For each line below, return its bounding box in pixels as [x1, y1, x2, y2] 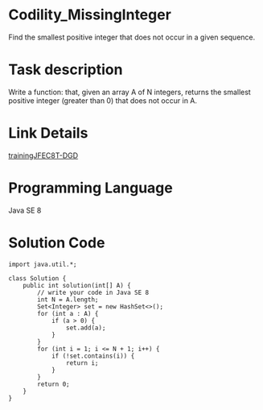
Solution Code [8, 234, 105, 251]
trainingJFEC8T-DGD [8, 151, 79, 160]
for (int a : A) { [37, 309, 99, 317]
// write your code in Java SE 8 [37, 288, 150, 296]
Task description [8, 60, 123, 79]
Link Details [8, 124, 88, 143]
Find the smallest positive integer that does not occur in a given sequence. [8, 32, 256, 42]
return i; [65, 358, 99, 367]
